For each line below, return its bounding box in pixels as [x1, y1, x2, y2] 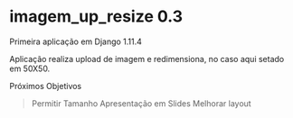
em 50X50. [9, 63, 51, 74]
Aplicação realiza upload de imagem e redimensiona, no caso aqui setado [9, 53, 285, 64]
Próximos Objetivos [9, 80, 82, 91]
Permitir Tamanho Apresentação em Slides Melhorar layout [31, 97, 251, 109]
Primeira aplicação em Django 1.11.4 [9, 36, 143, 47]
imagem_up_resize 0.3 [9, 6, 184, 27]
